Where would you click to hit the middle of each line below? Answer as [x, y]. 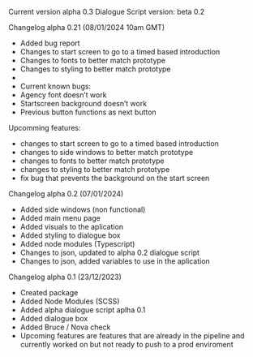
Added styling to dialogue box [70, 235]
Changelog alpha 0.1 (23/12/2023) [65, 277]
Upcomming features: [45, 128]
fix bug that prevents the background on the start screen [115, 178]
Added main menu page [60, 218]
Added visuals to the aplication [72, 227]
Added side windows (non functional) [83, 209]
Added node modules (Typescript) [77, 244]
